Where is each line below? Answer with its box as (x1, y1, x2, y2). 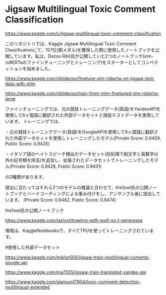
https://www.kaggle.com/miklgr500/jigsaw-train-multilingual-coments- (5, 254, 150, 260)
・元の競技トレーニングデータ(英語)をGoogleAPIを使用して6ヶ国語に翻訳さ (5, 129, 159, 135)
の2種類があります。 (5, 174, 47, 180)
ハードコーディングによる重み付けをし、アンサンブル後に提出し (26, 190, 157, 197)
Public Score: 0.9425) (5, 141, 50, 147)
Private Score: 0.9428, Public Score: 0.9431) (11, 163, 102, 169)
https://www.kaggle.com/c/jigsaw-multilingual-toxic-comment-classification (5, 30, 161, 36)
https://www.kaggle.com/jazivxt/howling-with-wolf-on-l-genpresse (5, 217, 143, 223)
